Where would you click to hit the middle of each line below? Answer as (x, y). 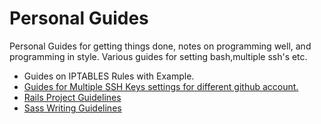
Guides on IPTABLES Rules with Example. (109, 76)
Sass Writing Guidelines (72, 108)
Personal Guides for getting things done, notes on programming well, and (160, 46)
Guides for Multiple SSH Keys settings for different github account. (161, 86)
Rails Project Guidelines (72, 97)
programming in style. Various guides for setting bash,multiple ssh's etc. (158, 56)
